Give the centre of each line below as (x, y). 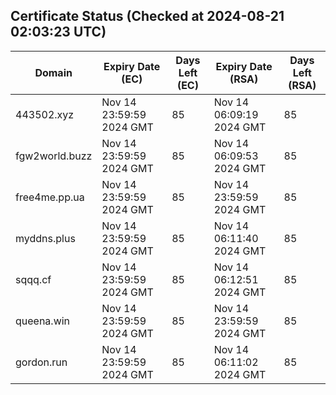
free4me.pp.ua (50, 197)
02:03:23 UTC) (58, 32)
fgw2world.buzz (54, 156)
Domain (53, 72)
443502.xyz (45, 114)
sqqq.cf (33, 279)
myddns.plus (45, 238)
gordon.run (41, 362)
